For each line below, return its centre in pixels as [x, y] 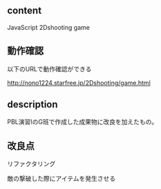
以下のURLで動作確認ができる [49, 69]
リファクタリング [31, 164]
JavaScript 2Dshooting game [48, 27]
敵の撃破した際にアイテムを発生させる [61, 179]
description [32, 105]
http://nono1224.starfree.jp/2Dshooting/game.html [79, 82]
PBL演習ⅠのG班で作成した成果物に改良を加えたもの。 [83, 122]
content [25, 11]
